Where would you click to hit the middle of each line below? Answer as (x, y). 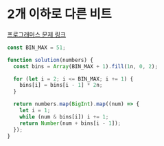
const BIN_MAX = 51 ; (37, 48)
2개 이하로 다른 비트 (59, 14)
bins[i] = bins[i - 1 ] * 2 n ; (61, 85)
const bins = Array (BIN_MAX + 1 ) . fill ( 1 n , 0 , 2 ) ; (86, 66)
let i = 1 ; (35, 111)
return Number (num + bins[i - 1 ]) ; (70, 123)
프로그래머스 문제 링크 (37, 34)
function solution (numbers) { (50, 60)
